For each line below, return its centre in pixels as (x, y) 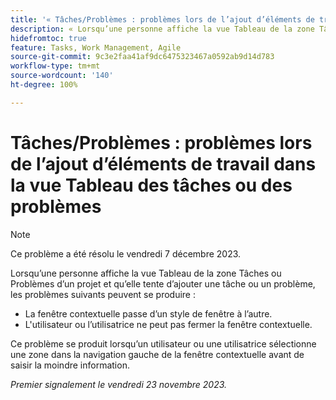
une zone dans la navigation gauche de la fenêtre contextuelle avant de (157, 354)
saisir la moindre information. (70, 365)
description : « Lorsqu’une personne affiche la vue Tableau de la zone (162, 29)
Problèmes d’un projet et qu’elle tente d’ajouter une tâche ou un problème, (163, 283)
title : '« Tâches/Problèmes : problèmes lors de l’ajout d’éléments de (162, 19)
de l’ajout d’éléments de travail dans (163, 163)
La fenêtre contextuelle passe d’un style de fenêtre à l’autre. (148, 313)
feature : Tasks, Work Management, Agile (96, 47)
